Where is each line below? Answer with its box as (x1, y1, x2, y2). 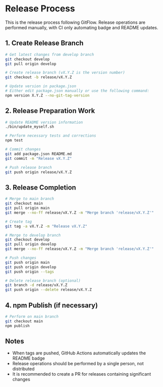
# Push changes (5, 255, 37, 260)
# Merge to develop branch (5, 233, 61, 238)
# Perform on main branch (5, 314, 58, 319)
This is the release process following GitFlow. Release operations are (5, 19, 146, 25)
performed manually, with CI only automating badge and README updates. (5, 24, 159, 30)
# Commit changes (5, 147, 41, 152)
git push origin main (5, 260, 50, 265)
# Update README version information (5, 120, 83, 125)
